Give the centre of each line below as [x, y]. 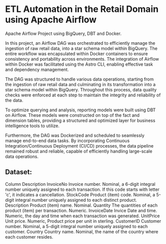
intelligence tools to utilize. [32, 126]
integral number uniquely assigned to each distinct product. [76, 200]
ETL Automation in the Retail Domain [82, 9]
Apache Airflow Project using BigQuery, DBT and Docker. [63, 33]
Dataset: [19, 172]
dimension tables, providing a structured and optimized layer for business [80, 120]
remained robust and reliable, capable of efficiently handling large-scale [79, 151]
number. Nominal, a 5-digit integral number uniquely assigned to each [77, 226]
